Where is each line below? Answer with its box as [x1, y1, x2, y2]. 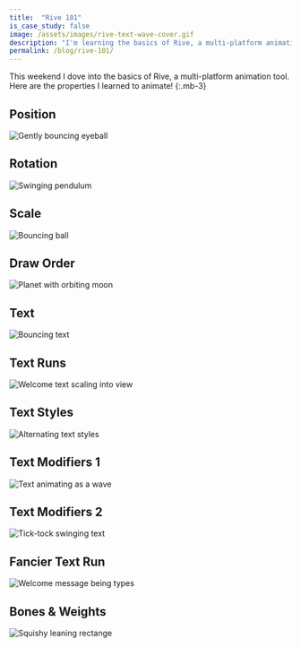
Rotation [9, 156, 58, 171]
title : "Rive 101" [9, 13, 82, 22]
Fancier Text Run [9, 554, 106, 569]
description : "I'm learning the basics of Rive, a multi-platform [9, 38, 262, 47]
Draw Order [9, 255, 75, 271]
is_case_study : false [9, 22, 90, 30]
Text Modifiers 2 [9, 505, 103, 520]
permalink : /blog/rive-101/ [9, 47, 115, 56]
